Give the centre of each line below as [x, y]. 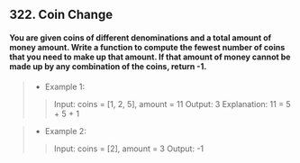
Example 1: [65, 86]
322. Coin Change [61, 15]
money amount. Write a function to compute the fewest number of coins [147, 47]
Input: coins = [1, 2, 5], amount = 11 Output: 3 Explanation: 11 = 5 [172, 104]
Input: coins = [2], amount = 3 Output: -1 [129, 149]
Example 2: [66, 131]
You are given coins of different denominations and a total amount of [141, 37]
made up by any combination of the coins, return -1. [108, 66]
